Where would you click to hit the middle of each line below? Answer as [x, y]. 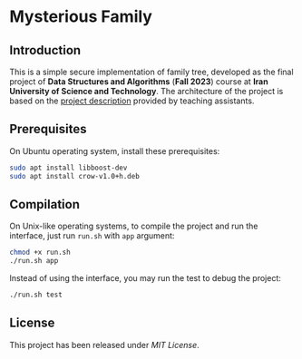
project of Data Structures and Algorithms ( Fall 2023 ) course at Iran [139, 82]
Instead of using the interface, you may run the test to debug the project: [145, 278]
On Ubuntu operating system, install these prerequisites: [115, 150]
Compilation [44, 204]
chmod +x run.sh [40, 252]
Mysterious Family [81, 17]
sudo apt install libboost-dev [68, 168]
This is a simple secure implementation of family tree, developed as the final [151, 72]
